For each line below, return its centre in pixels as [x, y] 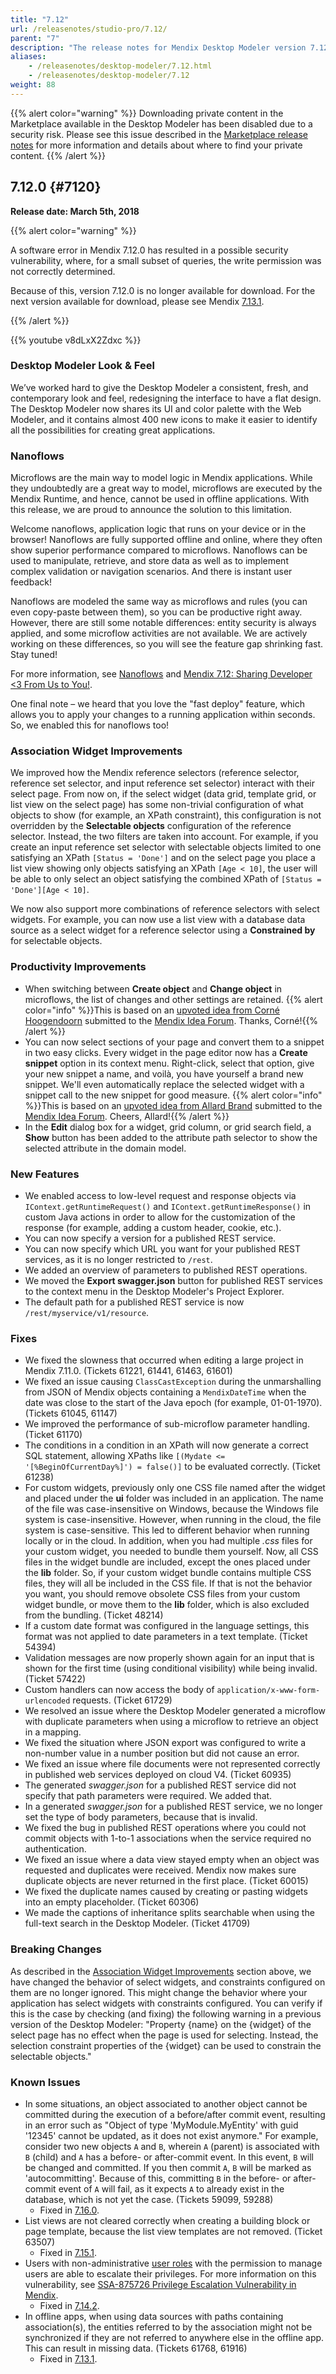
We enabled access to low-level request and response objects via [160, 1196]
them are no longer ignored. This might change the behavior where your [159, 1992]
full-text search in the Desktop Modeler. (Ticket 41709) [137, 1923]
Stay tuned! [34, 655]
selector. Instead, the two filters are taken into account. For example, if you [164, 837]
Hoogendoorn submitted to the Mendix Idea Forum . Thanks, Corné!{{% [171, 1020]
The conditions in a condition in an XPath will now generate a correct [166, 1445]
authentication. [55, 1849]
